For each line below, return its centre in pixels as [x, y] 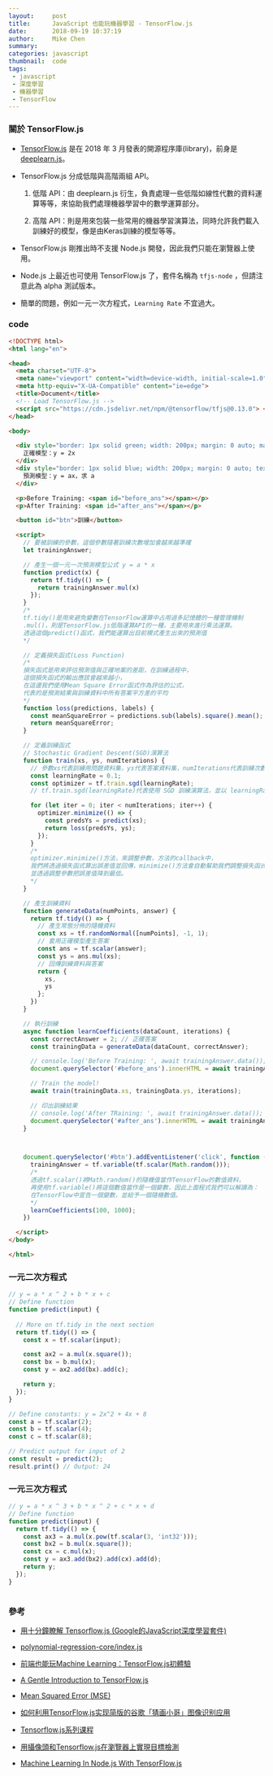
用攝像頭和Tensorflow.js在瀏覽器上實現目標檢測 [100, 1747]
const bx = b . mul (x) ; [59, 1362]
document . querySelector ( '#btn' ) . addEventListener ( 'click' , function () [147, 1157]
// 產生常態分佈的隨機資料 [76, 926]
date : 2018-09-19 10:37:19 [65, 31]
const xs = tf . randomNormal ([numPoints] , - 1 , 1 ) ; [123, 934]
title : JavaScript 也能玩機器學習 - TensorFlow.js [101, 24]
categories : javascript [49, 54]
